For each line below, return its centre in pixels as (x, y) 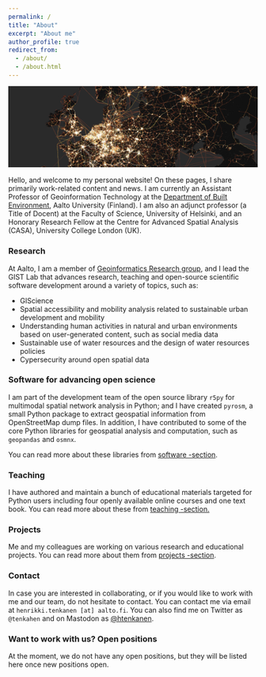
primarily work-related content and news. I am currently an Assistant (120, 188)
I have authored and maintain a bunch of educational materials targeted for (130, 493)
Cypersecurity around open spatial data (84, 359)
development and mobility (62, 318)
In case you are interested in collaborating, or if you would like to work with (131, 593)
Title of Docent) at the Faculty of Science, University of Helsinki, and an (125, 214)
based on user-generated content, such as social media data (119, 334)
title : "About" (33, 25)
